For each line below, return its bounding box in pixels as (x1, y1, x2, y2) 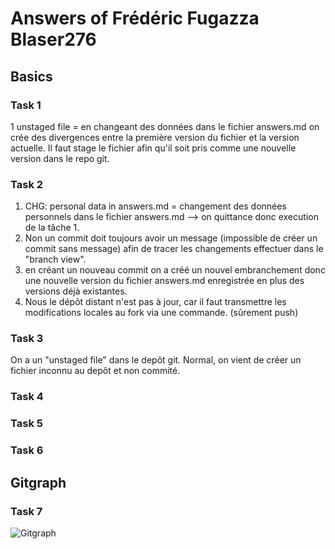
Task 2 (10, 177, 44, 191)
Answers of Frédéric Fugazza (10, 7, 260, 30)
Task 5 (10, 417, 43, 431)
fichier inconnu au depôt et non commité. (10, 365, 181, 377)
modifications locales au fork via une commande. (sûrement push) (24, 307, 299, 319)
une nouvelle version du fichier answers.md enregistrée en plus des (24, 275, 305, 287)
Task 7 (10, 504, 43, 518)
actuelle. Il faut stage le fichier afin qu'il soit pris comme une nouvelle (10, 142, 297, 154)
